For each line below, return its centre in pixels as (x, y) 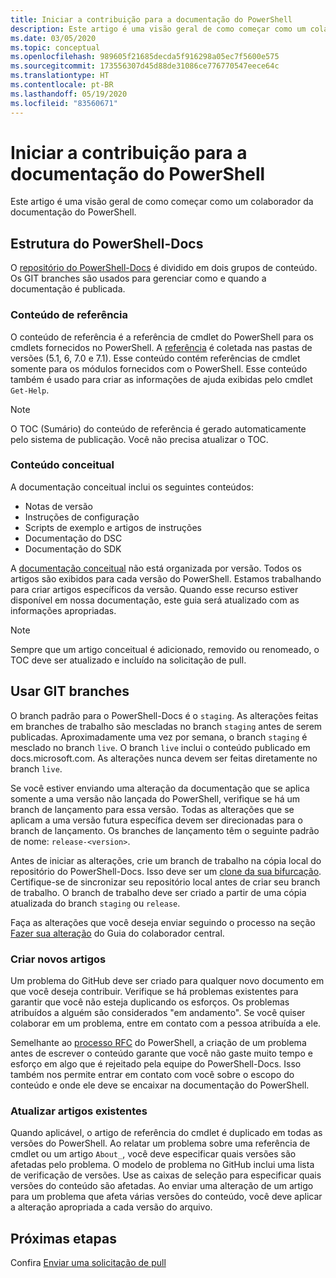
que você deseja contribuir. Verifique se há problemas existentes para (154, 991)
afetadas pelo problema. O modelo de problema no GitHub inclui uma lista (162, 1165)
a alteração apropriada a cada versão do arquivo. (111, 1207)
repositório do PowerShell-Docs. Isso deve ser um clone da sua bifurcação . (166, 871)
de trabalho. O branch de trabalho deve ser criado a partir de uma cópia (158, 892)
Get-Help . (30, 390)
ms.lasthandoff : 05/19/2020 (69, 94)
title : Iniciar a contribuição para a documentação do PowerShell (151, 19)
